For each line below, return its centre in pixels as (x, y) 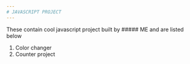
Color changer (33, 48)
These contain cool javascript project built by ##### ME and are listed (95, 29)
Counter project (35, 54)
